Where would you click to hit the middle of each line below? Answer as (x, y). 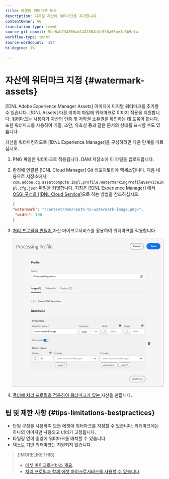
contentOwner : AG (23, 21)
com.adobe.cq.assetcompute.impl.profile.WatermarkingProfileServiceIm (88, 182)
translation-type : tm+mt (31, 27)
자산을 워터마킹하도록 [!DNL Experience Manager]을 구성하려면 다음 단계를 (80, 142)
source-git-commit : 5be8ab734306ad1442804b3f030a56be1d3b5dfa (72, 32)
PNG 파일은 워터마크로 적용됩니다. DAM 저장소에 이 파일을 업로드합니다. (83, 159)
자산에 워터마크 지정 (44, 80)
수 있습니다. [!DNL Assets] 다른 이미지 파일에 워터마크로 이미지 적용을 (74, 112)
